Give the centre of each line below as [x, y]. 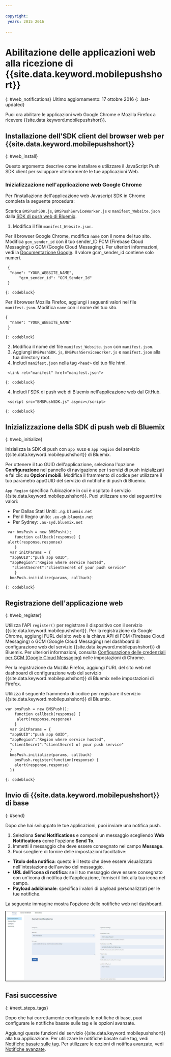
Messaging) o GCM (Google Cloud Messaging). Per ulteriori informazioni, [82, 247]
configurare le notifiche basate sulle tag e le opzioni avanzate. [70, 1023]
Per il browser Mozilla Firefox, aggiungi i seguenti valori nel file [71, 302]
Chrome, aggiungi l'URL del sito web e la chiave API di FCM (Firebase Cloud [85, 636]
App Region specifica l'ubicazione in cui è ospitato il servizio [68, 491]
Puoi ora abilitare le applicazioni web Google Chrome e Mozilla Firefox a [81, 115]
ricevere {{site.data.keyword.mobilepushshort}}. [56, 120]
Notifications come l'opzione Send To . [54, 841]
